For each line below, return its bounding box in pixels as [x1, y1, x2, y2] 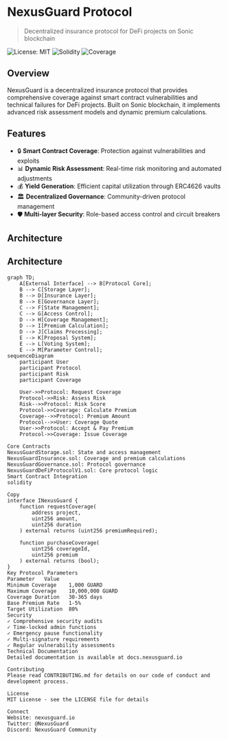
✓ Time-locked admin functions [7, 624, 97, 630]
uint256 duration [32, 521, 81, 528]
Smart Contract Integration [7, 473, 88, 480]
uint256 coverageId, [32, 545, 91, 552]
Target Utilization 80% [7, 606, 78, 613]
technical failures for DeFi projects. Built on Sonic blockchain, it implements [7, 101, 221, 109]
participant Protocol [19, 364, 81, 371]
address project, [32, 509, 81, 516]
